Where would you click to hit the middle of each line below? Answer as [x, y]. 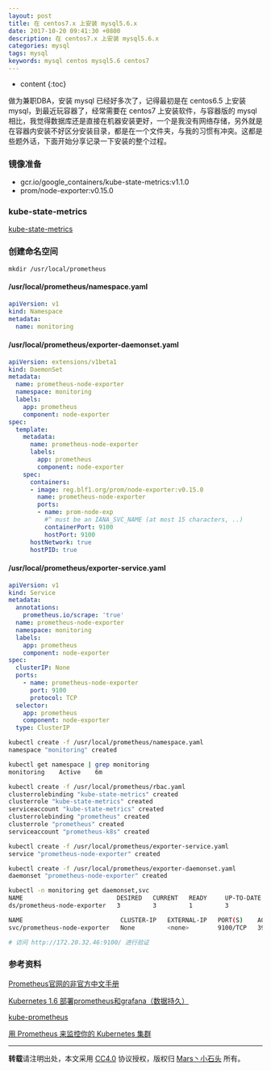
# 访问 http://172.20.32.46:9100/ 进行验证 [79, 942]
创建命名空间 [33, 251]
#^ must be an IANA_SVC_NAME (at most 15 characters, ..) [144, 520]
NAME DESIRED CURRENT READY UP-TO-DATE [135, 898]
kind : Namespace [35, 311]
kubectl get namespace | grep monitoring [79, 765]
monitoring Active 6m [56, 772]
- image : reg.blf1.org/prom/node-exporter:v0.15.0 [117, 490]
